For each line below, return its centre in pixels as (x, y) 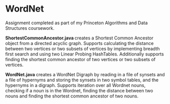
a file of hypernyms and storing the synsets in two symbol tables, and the (82, 80)
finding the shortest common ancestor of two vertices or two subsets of (80, 59)
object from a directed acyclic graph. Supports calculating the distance (79, 43)
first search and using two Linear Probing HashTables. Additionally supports (84, 54)
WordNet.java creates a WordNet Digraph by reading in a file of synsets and (85, 74)
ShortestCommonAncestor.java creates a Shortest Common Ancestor (79, 38)
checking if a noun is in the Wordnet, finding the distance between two (79, 90)
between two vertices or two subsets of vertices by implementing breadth (82, 48)
